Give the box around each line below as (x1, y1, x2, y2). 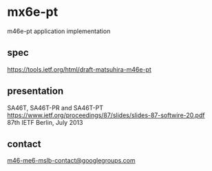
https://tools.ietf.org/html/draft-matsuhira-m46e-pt (7, 65, 151, 73)
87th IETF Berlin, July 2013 (7, 118, 83, 126)
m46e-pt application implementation (7, 27, 111, 35)
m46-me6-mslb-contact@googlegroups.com (7, 157, 136, 165)
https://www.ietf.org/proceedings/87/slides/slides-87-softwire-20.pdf (7, 111, 205, 119)
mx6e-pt (7, 4, 59, 20)
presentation (7, 85, 64, 97)
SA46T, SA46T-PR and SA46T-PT (7, 103, 104, 112)
